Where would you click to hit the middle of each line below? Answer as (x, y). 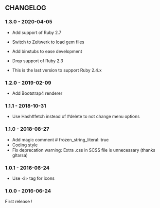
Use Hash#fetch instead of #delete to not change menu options (76, 117)
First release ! (19, 202)
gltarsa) (20, 155)
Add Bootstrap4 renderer (37, 93)
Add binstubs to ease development (47, 51)
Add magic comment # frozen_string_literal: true (60, 139)
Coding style (25, 145)
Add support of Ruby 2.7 (37, 32)
